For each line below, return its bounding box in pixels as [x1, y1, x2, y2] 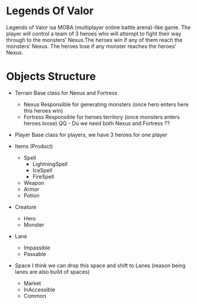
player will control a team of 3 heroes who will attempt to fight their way [6, 30, 182, 37]
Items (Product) [14, 142, 53, 149]
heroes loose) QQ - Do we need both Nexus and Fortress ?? [23, 120, 170, 127]
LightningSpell [32, 160, 68, 167]
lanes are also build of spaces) [14, 268, 90, 275]
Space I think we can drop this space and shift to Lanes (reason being [14, 262, 186, 269]
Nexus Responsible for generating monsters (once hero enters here [23, 101, 189, 108]
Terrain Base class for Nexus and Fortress [14, 89, 117, 96]
